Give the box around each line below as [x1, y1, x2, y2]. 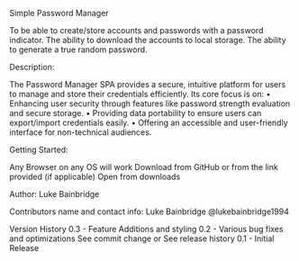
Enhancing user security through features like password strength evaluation [9, 98, 291, 109]
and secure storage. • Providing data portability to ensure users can [9, 108, 262, 118]
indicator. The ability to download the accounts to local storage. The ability [9, 35, 286, 45]
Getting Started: [9, 144, 69, 155]
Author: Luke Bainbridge [9, 189, 100, 199]
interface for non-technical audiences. [9, 127, 152, 138]
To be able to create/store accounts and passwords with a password [9, 25, 264, 35]
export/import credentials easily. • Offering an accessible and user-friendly [9, 117, 288, 128]
